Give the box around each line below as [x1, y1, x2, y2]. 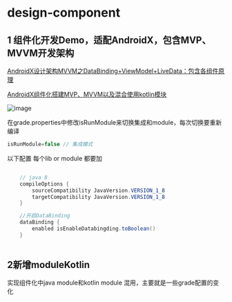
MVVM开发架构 [7, 47, 75, 59]
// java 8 [19, 174, 48, 181]
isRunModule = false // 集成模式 [7, 141, 93, 148]
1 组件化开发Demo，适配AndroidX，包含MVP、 [7, 34, 211, 46]
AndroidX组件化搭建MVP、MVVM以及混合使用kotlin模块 [7, 90, 167, 98]
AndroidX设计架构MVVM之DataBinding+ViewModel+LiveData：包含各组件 [7, 67, 219, 75]
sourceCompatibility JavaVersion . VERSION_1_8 [32, 187, 166, 194]
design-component [7, 5, 121, 21]
